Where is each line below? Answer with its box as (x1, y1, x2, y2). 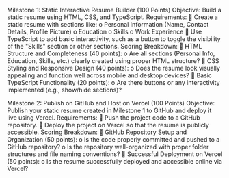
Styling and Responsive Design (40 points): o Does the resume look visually (7, 64, 221, 72)
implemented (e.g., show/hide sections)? (7, 86, 122, 94)
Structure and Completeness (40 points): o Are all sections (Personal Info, (7, 49, 215, 58)
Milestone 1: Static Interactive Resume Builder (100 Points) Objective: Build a (7, 6, 222, 14)
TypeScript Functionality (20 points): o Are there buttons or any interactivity (7, 79, 220, 86)
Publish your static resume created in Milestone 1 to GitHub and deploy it (7, 106, 212, 114)
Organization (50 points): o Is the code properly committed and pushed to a (7, 136, 220, 143)
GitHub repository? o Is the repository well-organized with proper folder (7, 143, 209, 151)
